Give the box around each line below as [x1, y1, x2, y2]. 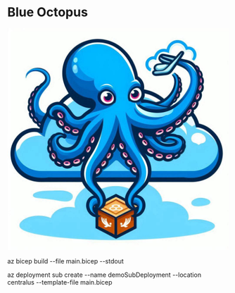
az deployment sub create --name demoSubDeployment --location [7, 270, 202, 279]
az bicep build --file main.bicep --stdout [7, 256, 125, 265]
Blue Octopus [7, 4, 88, 20]
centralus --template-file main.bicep [7, 278, 113, 286]
